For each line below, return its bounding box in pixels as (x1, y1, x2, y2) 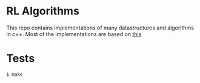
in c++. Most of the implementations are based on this (6, 30, 142, 37)
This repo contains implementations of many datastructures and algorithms (6, 24, 194, 31)
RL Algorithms (6, 4, 80, 18)
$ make (6, 71, 23, 78)
